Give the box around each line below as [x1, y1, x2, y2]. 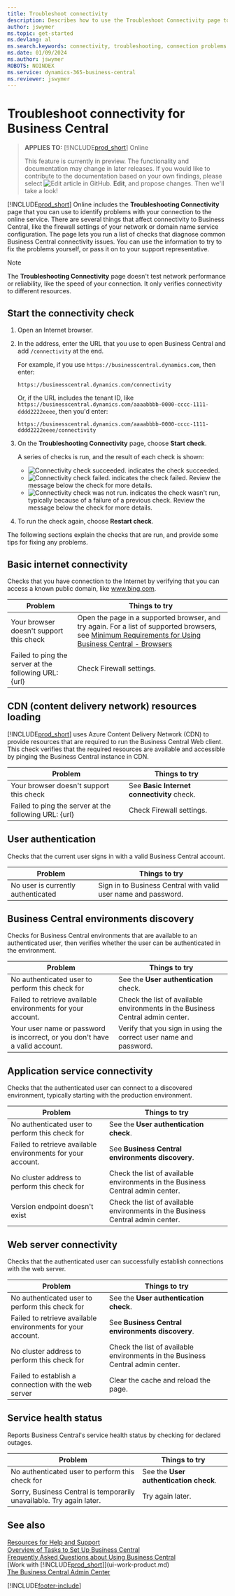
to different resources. [7, 287, 72, 295]
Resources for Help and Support [7, 1538, 100, 1546]
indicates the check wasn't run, [129, 489, 220, 497]
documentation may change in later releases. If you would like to [24, 164, 211, 173]
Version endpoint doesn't [10, 1202, 94, 1212]
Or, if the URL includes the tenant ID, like [17, 393, 134, 402]
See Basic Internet [128, 780, 191, 790]
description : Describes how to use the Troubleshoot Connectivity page [7, 17, 220, 24]
